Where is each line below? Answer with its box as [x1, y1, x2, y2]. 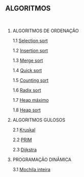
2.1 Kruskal [12, 126, 36, 132]
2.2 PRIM [12, 137, 32, 143]
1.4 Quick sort [12, 67, 42, 73]
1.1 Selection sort [12, 37, 48, 43]
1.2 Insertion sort [12, 47, 48, 53]
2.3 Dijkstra [12, 146, 37, 152]
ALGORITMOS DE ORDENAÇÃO [12, 28, 79, 34]
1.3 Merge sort [12, 57, 43, 63]
